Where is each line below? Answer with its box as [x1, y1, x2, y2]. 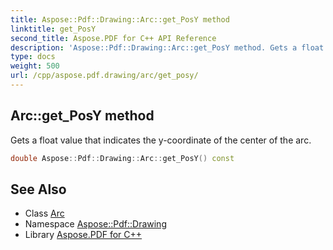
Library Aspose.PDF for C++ [24, 229, 143, 241]
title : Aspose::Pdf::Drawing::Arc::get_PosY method [10, 14, 230, 25]
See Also [10, 181, 67, 198]
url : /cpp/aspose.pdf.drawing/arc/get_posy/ [10, 71, 199, 81]
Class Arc [24, 207, 65, 220]
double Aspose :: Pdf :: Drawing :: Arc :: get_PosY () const [10, 153, 235, 163]
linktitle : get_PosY [10, 24, 97, 34]
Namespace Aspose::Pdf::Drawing [24, 218, 167, 230]
